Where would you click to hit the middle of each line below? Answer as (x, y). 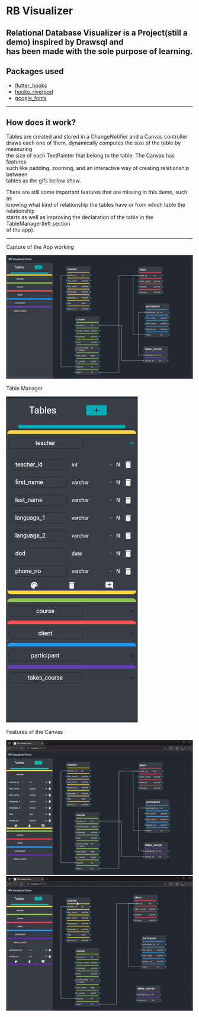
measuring (19, 149)
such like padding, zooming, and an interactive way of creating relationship (98, 168)
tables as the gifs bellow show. (44, 181)
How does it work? (41, 122)
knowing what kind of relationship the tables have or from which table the (96, 205)
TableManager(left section (38, 224)
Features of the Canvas (35, 732)
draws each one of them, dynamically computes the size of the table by (94, 143)
